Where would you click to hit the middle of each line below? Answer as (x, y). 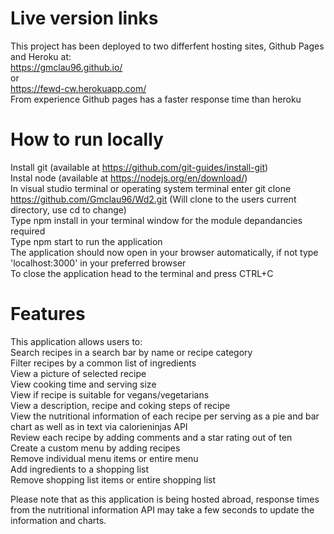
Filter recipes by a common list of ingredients (103, 363)
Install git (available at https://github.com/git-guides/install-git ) (139, 167)
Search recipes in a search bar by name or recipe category (131, 352)
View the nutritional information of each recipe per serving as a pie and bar (165, 416)
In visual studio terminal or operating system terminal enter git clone (151, 188)
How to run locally (87, 139)
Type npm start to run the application (86, 241)
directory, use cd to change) (68, 209)
